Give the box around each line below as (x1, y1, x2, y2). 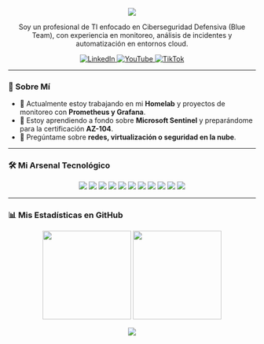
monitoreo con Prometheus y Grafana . (19, 107, 146, 117)
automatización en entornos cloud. (75, 39, 189, 48)
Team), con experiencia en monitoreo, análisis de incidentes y (31, 31, 233, 39)
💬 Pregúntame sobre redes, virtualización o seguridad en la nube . (19, 132, 236, 142)
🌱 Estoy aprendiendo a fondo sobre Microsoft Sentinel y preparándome (19, 116, 253, 125)
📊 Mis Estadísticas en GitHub (8, 209, 123, 220)
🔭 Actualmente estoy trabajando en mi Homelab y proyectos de (19, 99, 225, 109)
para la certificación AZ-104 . (19, 124, 114, 134)
